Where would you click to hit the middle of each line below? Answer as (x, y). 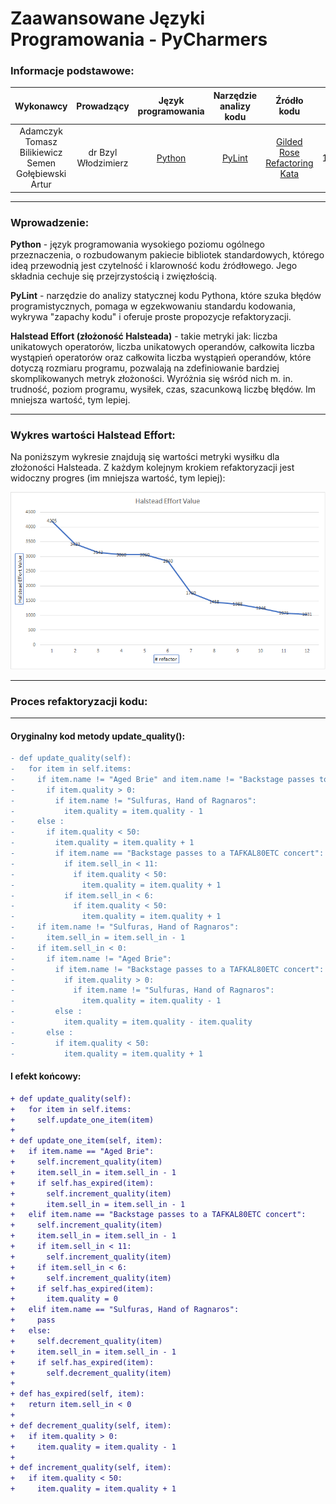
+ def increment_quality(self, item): (91, 1468)
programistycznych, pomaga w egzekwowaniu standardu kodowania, (153, 306)
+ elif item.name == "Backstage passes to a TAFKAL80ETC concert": (158, 1215)
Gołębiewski (41, 174)
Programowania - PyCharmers (139, 39)
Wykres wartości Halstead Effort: (93, 435)
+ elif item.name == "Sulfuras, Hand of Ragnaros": (125, 1310)
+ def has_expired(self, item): (77, 1394)
